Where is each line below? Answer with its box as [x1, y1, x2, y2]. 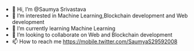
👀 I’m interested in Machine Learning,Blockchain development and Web [11, 12, 188, 19]
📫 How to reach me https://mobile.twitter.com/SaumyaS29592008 [11, 38, 178, 45]
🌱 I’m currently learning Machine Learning [11, 25, 116, 32]
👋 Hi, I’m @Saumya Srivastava [11, 6, 87, 13]
